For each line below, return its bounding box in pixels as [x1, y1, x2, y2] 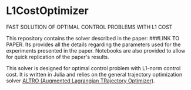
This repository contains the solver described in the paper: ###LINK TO [6, 34, 180, 41]
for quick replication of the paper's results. [6, 53, 110, 60]
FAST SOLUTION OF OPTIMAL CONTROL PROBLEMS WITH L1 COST [6, 23, 173, 30]
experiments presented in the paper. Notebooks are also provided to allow [6, 47, 186, 54]
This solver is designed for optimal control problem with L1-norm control [6, 64, 181, 71]
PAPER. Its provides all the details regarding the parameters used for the [6, 41, 181, 48]
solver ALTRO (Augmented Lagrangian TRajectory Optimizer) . [6, 77, 155, 84]
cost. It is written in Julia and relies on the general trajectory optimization [6, 71, 183, 78]
